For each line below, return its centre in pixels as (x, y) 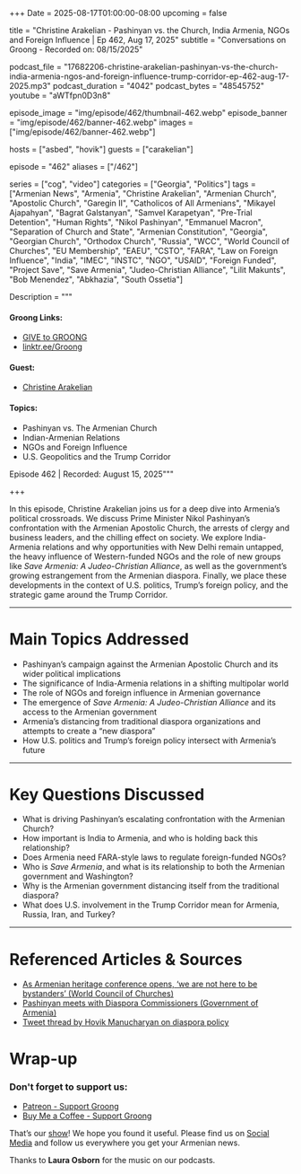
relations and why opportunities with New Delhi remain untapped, (163, 547)
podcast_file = (36, 67)
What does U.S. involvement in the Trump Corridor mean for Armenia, (150, 905)
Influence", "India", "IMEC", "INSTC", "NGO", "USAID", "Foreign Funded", (143, 260)
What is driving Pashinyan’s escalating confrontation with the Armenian (154, 819)
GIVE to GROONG (55, 337)
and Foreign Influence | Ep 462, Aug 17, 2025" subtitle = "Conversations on (148, 40)
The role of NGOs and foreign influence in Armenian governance (142, 692)
